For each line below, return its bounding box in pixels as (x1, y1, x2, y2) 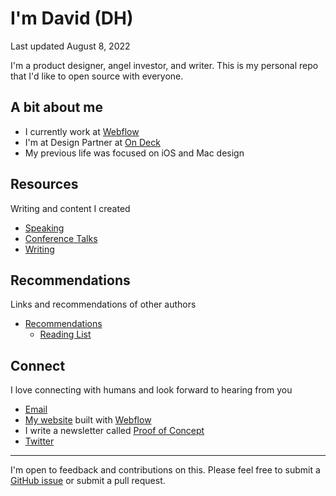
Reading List (39, 328, 92, 341)
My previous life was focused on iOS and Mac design (24, 147, 245, 159)
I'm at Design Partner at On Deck (24, 136, 161, 148)
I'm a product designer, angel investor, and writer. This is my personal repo (10, 59, 319, 71)
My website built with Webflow (24, 414, 152, 426)
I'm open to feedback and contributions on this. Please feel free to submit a (10, 464, 321, 476)
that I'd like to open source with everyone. (10, 70, 184, 82)
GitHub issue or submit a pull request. (10, 475, 166, 487)
